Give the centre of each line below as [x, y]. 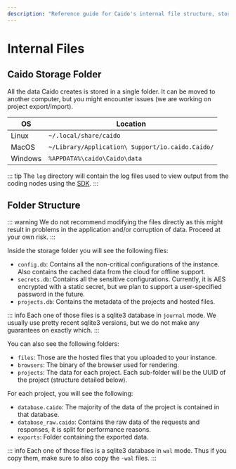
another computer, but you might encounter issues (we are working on [110, 98]
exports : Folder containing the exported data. [83, 437]
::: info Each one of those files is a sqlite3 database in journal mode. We [112, 315]
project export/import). [40, 106]
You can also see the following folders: [63, 344]
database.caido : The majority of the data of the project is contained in [118, 407]
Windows [26, 158]
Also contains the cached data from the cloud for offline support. [111, 272]
